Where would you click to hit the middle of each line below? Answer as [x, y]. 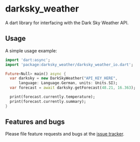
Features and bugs [35, 122]
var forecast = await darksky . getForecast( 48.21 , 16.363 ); [73, 88]
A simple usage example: [31, 50]
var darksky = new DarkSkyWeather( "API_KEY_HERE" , [64, 79]
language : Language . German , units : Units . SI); [68, 83]
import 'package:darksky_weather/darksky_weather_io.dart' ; [69, 64]
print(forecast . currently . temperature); [52, 97]
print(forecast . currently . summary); [48, 101]
